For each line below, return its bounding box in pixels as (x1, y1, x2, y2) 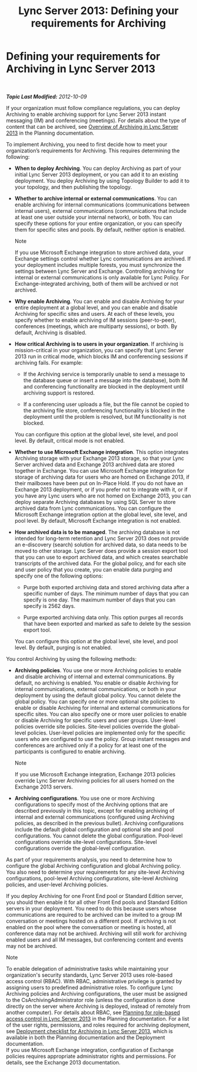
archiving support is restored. (23, 389, 95, 396)
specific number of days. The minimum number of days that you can (23, 590, 189, 597)
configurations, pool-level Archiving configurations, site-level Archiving (6, 874, 179, 881)
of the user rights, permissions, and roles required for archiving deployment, (6, 1021, 191, 1028)
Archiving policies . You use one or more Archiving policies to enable (14, 666, 182, 674)
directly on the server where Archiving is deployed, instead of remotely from (6, 1003, 191, 1010)
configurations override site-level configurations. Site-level (14, 838, 157, 845)
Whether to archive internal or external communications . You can (14, 195, 177, 202)
